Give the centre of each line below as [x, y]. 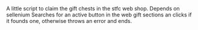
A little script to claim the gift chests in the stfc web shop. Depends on [93, 9]
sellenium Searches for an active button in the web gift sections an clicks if [99, 15]
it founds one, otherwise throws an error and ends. [69, 21]
